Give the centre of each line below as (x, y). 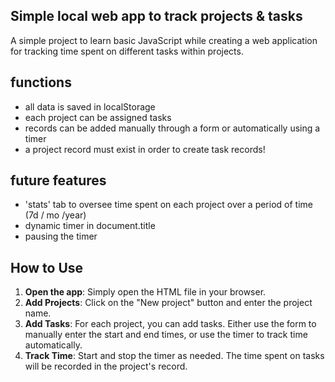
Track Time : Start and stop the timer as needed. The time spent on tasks (174, 356)
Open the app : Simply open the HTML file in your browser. (145, 292)
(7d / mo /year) (55, 215)
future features (58, 180)
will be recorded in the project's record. (106, 366)
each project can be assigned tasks (98, 117)
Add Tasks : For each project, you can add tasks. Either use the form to (170, 324)
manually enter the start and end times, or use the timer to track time (166, 335)
